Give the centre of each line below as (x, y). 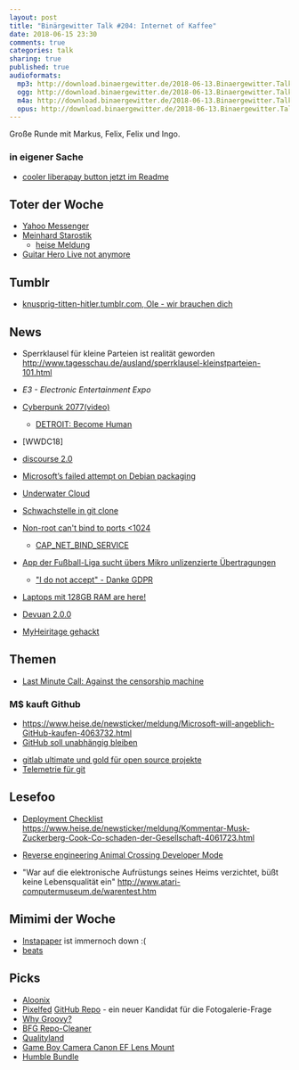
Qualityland (43, 1037)
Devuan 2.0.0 (47, 614)
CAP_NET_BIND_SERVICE (82, 545)
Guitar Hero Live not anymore (76, 254)
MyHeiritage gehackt (61, 631)
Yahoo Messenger (56, 226)
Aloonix (36, 1000)
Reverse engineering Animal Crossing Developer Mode (123, 855)
